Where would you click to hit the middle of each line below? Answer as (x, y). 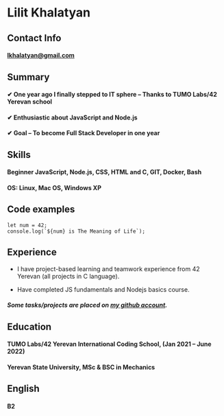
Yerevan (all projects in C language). (68, 276)
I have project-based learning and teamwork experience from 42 (108, 268)
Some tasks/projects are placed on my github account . (87, 305)
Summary (28, 77)
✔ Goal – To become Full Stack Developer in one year (84, 133)
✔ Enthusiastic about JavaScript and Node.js (73, 117)
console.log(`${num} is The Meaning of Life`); (76, 231)
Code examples (41, 210)
